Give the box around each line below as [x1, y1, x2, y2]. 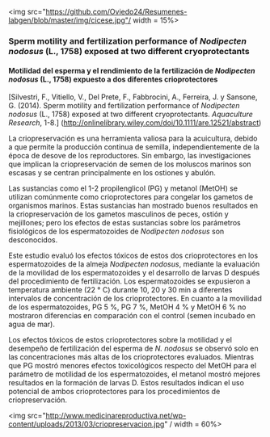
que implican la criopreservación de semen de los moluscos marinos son [8, 159, 252, 169]
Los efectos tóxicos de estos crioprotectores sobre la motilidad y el [8, 335, 233, 345]
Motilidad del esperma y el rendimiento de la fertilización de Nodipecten [8, 65, 255, 75]
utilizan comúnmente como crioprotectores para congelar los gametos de [8, 192, 253, 202]
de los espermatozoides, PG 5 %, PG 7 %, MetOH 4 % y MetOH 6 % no [8, 302, 247, 312]
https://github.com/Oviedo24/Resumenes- [45, 7, 188, 16]
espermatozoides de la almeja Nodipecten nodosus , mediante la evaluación [8, 259, 260, 269]
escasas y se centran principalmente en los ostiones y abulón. [8, 168, 217, 178]
